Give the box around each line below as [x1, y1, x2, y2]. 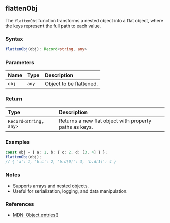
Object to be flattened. [45, 80, 98, 87]
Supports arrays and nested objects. [12, 183, 89, 189]
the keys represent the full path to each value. [5, 23, 101, 29]
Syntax [5, 35, 23, 42]
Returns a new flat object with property [59, 117, 152, 124]
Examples [5, 138, 30, 145]
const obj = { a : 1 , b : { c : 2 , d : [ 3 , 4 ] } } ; [5, 150, 108, 155]
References [5, 200, 34, 207]
